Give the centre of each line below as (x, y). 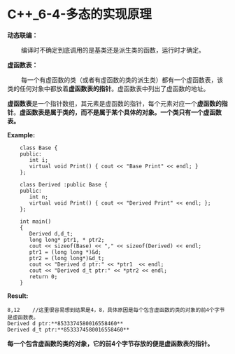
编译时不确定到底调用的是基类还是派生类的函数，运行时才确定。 (113, 50)
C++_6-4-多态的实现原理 (80, 14)
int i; (39, 160)
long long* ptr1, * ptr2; (67, 240)
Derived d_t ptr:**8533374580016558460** (69, 329)
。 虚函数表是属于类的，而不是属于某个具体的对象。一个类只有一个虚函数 (117, 112)
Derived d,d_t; (51, 233)
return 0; (43, 277)
